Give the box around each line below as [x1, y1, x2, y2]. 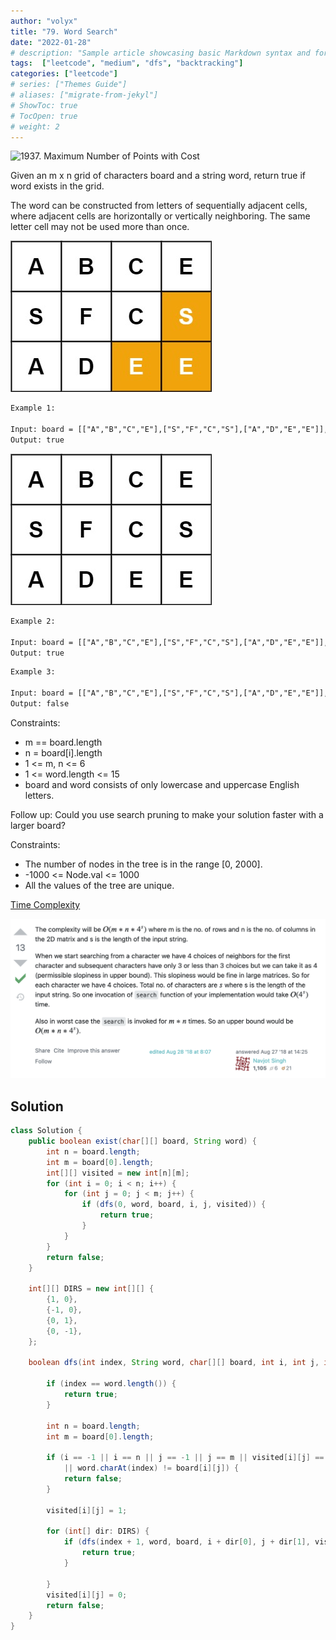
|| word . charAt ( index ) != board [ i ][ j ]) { [63, 1463, 240, 1474]
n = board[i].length [24, 746, 103, 759]
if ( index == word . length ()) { [46, 1379, 177, 1389]
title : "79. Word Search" [10, 26, 118, 37]
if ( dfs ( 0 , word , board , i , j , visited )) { [81, 1200, 267, 1210]
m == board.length [24, 736, 103, 748]
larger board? [10, 819, 66, 831]
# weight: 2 [10, 121, 60, 132]
